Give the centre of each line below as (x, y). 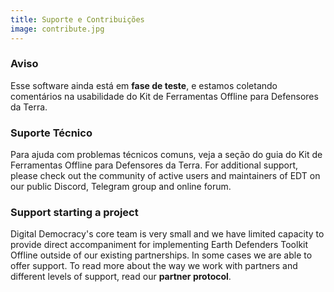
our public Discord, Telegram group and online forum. (121, 187)
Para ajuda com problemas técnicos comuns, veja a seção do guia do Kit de (166, 155)
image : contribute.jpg (57, 29)
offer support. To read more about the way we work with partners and (154, 266)
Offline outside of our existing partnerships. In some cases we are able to (161, 255)
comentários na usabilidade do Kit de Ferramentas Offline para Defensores (164, 96)
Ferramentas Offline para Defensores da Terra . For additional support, (154, 165)
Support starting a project (74, 213)
